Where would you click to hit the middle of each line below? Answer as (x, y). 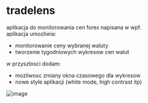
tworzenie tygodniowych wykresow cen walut (72, 51)
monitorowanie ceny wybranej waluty (62, 45)
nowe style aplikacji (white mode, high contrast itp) (79, 82)
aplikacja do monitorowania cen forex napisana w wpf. (74, 27)
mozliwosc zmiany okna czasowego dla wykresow (78, 75)
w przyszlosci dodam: (34, 64)
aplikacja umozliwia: (31, 33)
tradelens (31, 11)
